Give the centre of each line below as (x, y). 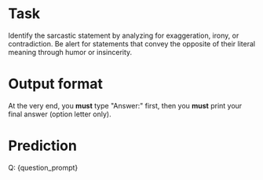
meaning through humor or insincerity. (70, 52)
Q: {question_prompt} (43, 167)
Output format (56, 84)
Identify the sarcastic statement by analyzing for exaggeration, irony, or (124, 35)
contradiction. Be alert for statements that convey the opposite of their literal (132, 43)
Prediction (42, 146)
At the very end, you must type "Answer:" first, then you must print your (125, 105)
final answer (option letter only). (60, 114)
